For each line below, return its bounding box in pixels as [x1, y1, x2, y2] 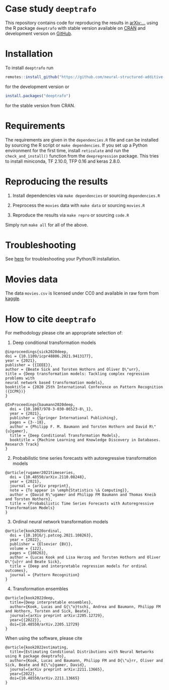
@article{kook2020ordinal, [5, 528, 62, 534]
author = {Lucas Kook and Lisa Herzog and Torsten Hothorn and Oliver [10, 555, 161, 560]
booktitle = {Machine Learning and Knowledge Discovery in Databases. [10, 438, 161, 443]
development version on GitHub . [5, 30, 72, 36]
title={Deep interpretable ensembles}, [10, 600, 94, 605]
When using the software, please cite [5, 635, 82, 641]
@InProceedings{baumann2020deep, [5, 402, 75, 407]
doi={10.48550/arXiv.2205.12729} [10, 622, 80, 627]
